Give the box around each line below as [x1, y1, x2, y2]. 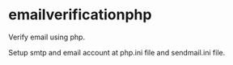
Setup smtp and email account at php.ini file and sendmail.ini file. [8, 47, 226, 57]
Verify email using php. [8, 32, 86, 42]
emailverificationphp [8, 6, 152, 24]
